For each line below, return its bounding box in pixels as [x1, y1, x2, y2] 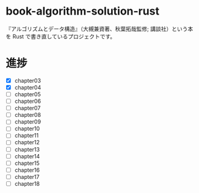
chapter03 [14, 77, 41, 84]
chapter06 [14, 97, 41, 105]
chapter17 [14, 173, 40, 180]
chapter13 [14, 146, 40, 153]
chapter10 [14, 125, 40, 132]
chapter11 [14, 132, 39, 139]
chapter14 [14, 152, 40, 160]
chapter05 [14, 91, 41, 98]
